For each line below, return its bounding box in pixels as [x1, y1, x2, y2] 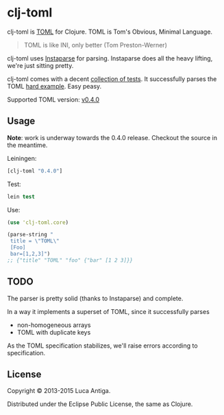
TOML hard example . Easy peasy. [7, 82, 102, 90]
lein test [7, 193, 36, 200]
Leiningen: [7, 154, 37, 162]
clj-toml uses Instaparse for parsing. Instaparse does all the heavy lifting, [7, 54, 213, 63]
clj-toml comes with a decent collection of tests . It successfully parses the [7, 74, 217, 83]
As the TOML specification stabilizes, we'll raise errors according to [7, 341, 198, 350]
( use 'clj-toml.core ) [7, 218, 69, 226]
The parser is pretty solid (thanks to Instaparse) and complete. [7, 294, 184, 302]
